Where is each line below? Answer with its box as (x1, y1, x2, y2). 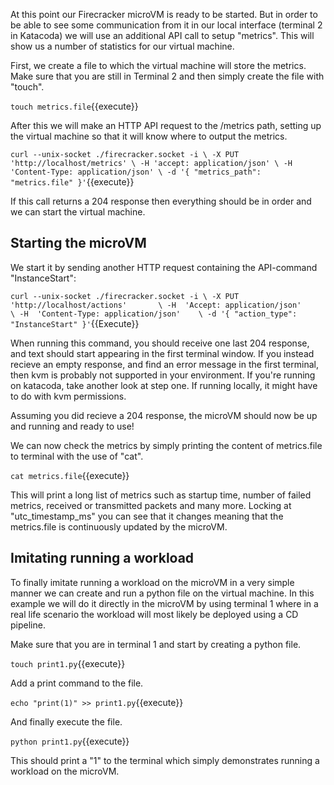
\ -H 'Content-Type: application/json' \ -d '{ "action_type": (10, 309, 298, 319)
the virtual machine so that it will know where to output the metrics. (10, 130, 288, 142)
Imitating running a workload (10, 550, 195, 567)
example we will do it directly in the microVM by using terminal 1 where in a (10, 597, 319, 609)
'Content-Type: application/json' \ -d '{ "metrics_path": (10, 167, 262, 177)
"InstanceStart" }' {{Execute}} (10, 317, 140, 329)
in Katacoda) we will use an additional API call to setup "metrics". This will (10, 30, 315, 41)
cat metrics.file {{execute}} (10, 469, 130, 481)
